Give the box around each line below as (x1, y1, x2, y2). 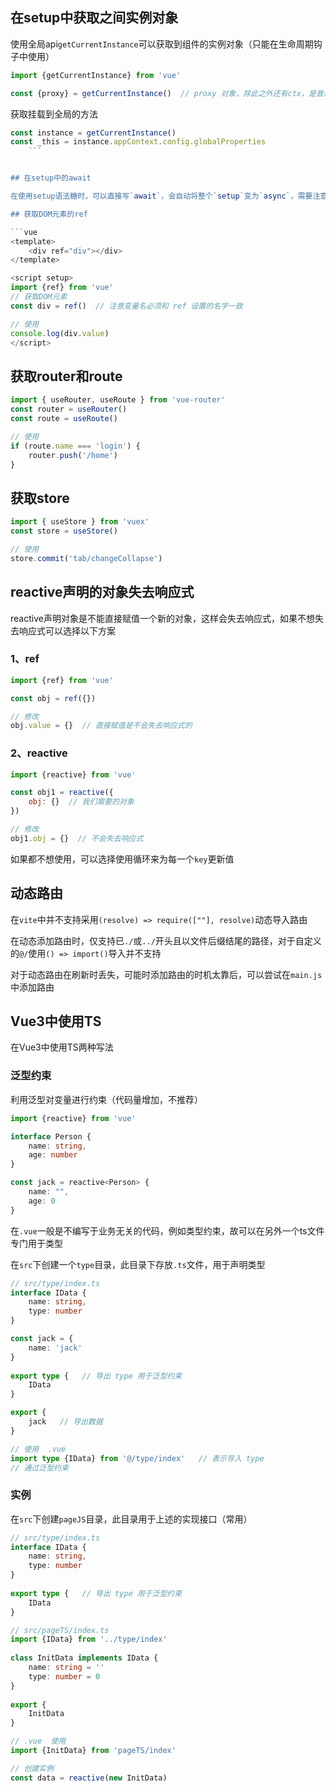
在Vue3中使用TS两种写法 (10, 1041, 114, 1053)
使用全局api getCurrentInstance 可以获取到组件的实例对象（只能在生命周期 (10, 38, 314, 50)
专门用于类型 (10, 1237, 63, 1249)
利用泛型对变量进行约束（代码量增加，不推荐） (10, 1093, 203, 1105)
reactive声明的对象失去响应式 (10, 584, 195, 601)
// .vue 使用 (10, 1736, 67, 1747)
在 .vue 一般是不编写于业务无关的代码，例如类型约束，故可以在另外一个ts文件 (10, 1224, 325, 1237)
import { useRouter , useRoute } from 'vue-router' (10, 395, 226, 405)
